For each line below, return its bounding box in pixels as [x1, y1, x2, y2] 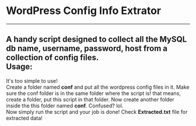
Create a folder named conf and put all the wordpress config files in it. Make [6, 83, 190, 90]
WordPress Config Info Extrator [6, 4, 162, 17]
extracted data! [6, 114, 43, 121]
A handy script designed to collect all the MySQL [6, 34, 187, 44]
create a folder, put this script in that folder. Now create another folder [6, 96, 175, 103]
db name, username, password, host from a [6, 44, 168, 54]
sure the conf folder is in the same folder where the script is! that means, [6, 89, 181, 97]
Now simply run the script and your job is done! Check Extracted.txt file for [6, 108, 188, 115]
